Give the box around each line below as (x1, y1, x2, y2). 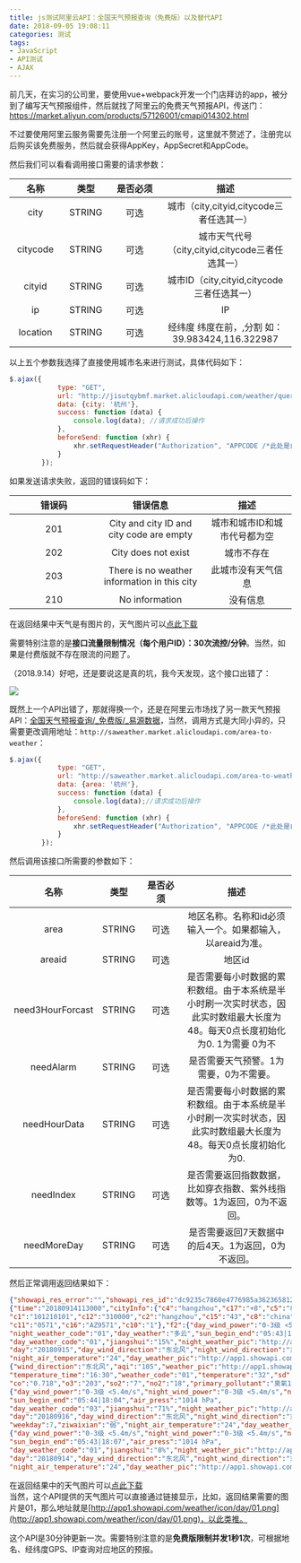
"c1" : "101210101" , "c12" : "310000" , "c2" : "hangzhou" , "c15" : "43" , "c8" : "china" (9, 1312, 295, 1321)
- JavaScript (9, 47, 58, 56)
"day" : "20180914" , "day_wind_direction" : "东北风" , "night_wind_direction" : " (9, 1454, 291, 1463)
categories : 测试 (9, 30, 72, 39)
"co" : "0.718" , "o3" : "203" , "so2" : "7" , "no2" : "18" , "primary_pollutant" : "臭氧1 (9, 1378, 292, 1388)
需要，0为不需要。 (197, 1068, 276, 1081)
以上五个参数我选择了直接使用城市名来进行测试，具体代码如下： (9, 356, 245, 368)
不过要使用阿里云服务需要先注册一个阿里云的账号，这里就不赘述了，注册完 (9, 128, 284, 139)
